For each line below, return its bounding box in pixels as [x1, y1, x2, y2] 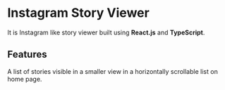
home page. [7, 75, 42, 83]
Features [7, 49, 47, 60]
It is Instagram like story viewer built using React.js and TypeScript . [7, 28, 205, 37]
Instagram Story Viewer [7, 5, 150, 21]
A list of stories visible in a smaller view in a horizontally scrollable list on [7, 67, 219, 75]
